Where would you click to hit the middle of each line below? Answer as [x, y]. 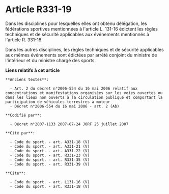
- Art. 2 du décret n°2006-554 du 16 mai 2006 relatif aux [74, 88]
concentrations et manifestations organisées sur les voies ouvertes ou [84, 93]
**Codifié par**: [24, 115]
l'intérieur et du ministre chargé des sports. [50, 60]
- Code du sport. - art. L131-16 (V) [50, 182]
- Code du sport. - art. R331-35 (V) [50, 160]
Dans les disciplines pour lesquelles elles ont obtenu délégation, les [76, 23]
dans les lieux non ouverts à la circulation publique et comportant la [84, 97]
